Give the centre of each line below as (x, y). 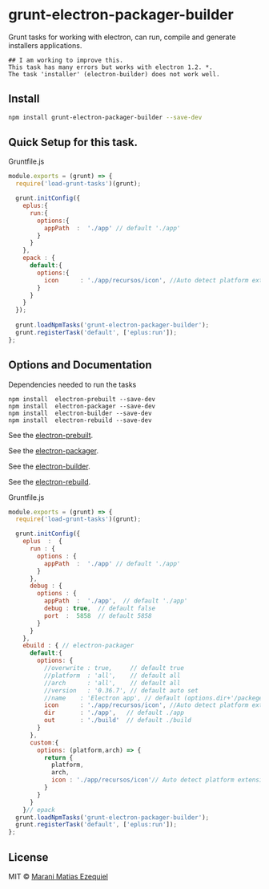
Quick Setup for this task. (73, 142)
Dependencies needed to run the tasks (72, 384)
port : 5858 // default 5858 (98, 615)
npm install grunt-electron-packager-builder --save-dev (105, 117)
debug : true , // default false (100, 608)
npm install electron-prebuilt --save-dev (82, 399)
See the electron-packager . (53, 450)
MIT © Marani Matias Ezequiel (58, 876)
